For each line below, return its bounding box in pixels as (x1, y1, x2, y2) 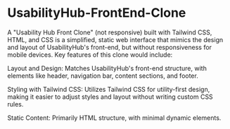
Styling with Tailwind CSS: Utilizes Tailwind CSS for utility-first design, (7, 85, 210, 93)
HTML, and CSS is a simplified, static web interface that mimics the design (7, 35, 224, 43)
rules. (7, 100, 24, 108)
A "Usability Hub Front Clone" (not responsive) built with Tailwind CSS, (7, 28, 212, 36)
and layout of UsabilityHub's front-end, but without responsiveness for (7, 43, 212, 51)
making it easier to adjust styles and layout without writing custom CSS (7, 93, 213, 101)
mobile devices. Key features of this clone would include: (7, 50, 173, 59)
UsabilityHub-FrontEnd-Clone (7, 5, 186, 21)
